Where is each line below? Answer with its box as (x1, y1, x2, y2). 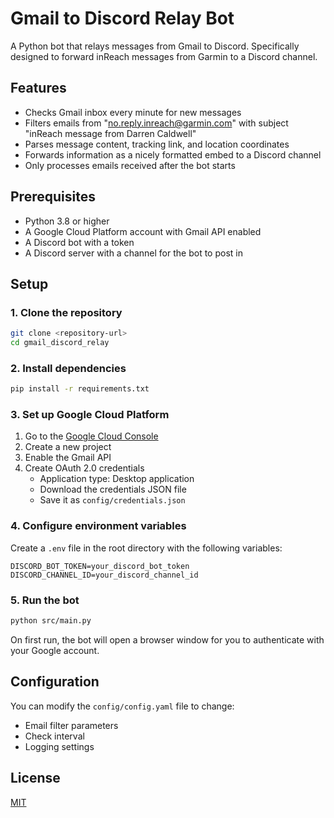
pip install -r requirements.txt (10, 384, 150, 394)
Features (10, 80, 67, 97)
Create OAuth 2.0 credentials (24, 462, 145, 474)
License (10, 770, 61, 787)
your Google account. (10, 644, 100, 656)
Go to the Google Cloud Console (24, 430, 159, 442)
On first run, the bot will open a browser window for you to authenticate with (10, 633, 325, 646)
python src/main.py (10, 616, 92, 626)
